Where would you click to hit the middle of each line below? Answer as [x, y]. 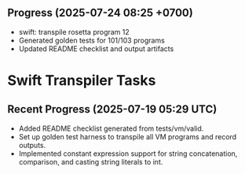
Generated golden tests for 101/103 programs [92, 40]
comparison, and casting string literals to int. [91, 161]
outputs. [32, 145]
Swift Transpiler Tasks [82, 80]
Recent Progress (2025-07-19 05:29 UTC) [112, 109]
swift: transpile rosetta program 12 [74, 31]
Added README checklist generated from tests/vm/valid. [111, 128]
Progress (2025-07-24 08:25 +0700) [100, 13]
